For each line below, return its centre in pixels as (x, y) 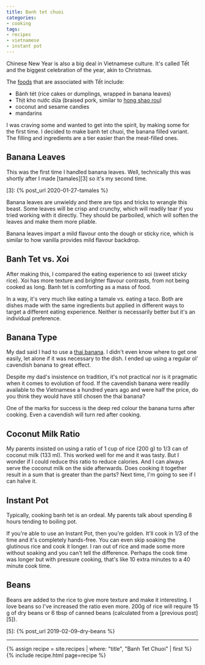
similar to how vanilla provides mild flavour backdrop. (73, 240)
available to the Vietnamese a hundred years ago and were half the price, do (102, 390)
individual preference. (34, 318)
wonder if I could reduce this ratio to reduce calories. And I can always (95, 461)
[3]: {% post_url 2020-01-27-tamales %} (57, 190)
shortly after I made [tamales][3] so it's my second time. (77, 178)
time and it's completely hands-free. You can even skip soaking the (91, 540)
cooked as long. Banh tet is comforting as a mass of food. (79, 287)
